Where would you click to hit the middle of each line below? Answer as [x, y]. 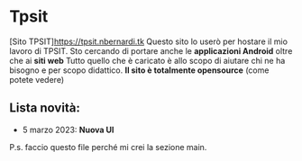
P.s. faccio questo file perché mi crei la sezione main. [108, 147]
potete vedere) [37, 79]
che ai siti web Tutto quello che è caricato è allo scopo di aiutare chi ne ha [147, 60]
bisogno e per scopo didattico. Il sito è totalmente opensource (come [139, 70]
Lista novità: [45, 108]
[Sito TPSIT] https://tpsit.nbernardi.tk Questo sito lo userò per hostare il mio [149, 41]
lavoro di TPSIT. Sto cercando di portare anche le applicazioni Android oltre [151, 50]
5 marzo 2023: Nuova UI [68, 130]
